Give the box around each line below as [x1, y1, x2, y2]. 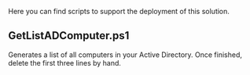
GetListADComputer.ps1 [8, 29, 130, 42]
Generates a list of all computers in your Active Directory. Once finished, [8, 50, 242, 59]
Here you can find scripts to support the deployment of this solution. [8, 7, 230, 16]
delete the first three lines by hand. [8, 58, 122, 67]
